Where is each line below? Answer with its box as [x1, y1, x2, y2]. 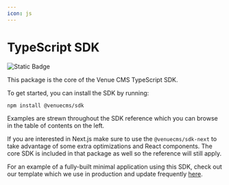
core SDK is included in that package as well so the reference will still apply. [7, 149, 221, 158]
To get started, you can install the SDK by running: [7, 88, 149, 97]
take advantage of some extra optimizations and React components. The [7, 142, 213, 151]
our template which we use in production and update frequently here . [7, 170, 204, 178]
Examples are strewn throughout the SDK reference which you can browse [7, 114, 218, 123]
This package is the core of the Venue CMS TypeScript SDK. [7, 75, 178, 84]
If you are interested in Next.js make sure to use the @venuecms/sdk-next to [7, 135, 217, 143]
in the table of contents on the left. [7, 121, 105, 130]
